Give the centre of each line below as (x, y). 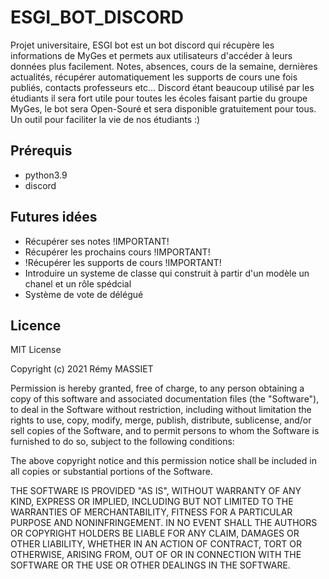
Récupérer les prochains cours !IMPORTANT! (117, 252)
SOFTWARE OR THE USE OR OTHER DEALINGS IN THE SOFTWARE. (150, 565)
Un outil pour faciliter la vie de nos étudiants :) (105, 119)
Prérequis (41, 151)
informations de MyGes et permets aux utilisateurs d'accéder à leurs (151, 55)
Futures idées (54, 217)
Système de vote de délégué (84, 294)
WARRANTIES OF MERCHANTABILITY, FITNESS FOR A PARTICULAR (151, 512)
